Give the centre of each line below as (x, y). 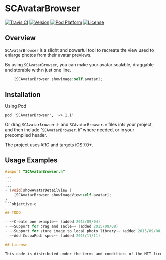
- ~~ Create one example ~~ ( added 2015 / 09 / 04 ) (53, 222)
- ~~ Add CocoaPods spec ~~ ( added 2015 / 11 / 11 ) (53, 236)
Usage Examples (31, 160)
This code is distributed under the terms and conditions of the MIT (78, 254)
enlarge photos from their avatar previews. (48, 55)
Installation (23, 95)
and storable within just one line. (38, 70)
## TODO (13, 213)
